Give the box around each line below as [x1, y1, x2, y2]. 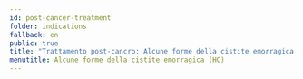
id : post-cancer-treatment [9, 13, 112, 23]
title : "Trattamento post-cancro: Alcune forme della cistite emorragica [9, 47, 295, 56]
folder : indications [9, 22, 88, 31]
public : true [9, 38, 59, 48]
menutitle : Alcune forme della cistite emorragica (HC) [9, 55, 225, 64]
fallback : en [9, 30, 59, 39]
